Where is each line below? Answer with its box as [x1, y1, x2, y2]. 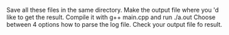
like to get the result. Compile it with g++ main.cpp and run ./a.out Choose [6, 13, 216, 21]
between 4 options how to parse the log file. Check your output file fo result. [6, 21, 223, 28]
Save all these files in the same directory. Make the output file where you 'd [6, 6, 219, 14]
